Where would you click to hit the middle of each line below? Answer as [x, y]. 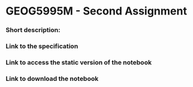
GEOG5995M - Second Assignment [97, 11]
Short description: [33, 30]
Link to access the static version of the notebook [79, 62]
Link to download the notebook [52, 79]
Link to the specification [42, 47]
